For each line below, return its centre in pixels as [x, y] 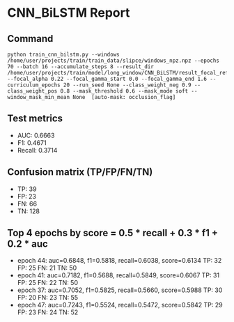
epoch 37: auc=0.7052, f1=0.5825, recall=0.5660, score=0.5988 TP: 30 [120, 290]
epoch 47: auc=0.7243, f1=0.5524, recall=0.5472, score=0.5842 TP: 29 [120, 305]
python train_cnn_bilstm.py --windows [63, 54]
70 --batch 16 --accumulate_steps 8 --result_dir [81, 67]
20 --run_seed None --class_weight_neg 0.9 [127, 85]
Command [30, 39]
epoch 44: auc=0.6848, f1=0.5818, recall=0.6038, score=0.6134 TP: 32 [119, 261]
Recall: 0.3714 [37, 150]
